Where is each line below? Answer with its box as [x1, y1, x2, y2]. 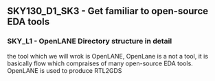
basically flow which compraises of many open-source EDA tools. [7, 59, 194, 67]
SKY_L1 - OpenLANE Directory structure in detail [7, 37, 172, 46]
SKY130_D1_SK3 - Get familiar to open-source [7, 5, 209, 17]
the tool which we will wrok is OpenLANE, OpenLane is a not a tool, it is [7, 52, 208, 60]
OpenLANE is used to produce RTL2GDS [7, 66, 122, 74]
